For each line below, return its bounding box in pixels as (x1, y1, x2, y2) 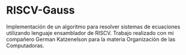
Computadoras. (6, 42, 45, 49)
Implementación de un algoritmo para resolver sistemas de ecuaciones (6, 23, 181, 30)
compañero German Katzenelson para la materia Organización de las (6, 35, 176, 43)
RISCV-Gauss (6, 4, 75, 17)
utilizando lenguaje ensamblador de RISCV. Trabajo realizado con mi (6, 29, 174, 36)
